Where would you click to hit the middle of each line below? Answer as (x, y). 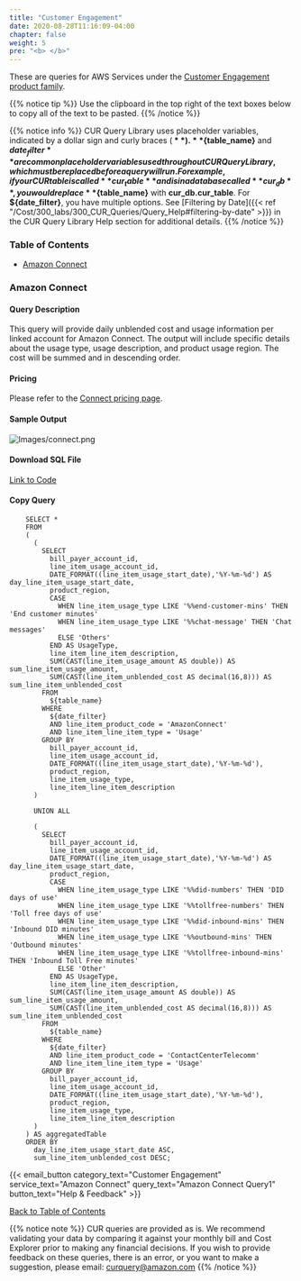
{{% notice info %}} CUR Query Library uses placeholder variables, (134, 131)
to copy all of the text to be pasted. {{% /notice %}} (105, 114)
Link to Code (33, 479)
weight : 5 (28, 43)
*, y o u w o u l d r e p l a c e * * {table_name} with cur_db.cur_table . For (130, 192)
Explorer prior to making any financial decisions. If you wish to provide (140, 1248)
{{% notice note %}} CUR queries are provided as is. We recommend (137, 1228)
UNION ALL (51, 811)
